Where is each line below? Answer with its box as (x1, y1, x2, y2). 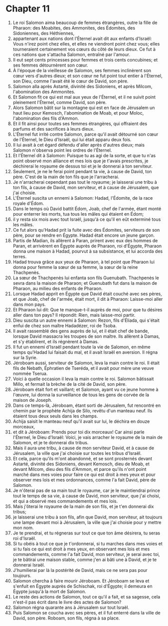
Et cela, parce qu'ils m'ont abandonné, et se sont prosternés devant (12, 455, 153, 461)
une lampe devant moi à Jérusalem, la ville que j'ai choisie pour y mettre (12, 519, 162, 525)
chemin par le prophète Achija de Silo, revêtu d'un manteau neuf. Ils (12, 407, 153, 413)
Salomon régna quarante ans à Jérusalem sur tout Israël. (12, 604, 130, 610)
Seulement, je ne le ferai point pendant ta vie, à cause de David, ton (12, 168, 152, 174)
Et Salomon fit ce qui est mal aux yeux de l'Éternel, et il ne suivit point (12, 94, 156, 100)
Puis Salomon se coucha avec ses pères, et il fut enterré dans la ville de (12, 609, 161, 615)
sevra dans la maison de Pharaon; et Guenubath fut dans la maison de (12, 280, 158, 286)
